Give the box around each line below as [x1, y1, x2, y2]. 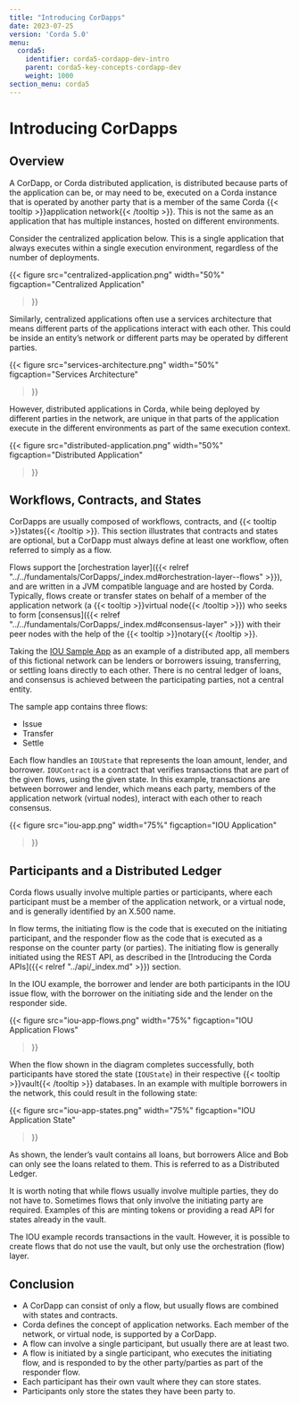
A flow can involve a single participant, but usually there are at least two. [21, 1339, 290, 1350]
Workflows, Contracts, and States [9, 493, 202, 508]
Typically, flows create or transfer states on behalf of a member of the [9, 591, 267, 601]
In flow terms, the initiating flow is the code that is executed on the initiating [9, 924, 287, 934]
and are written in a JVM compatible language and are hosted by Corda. [9, 581, 275, 592]
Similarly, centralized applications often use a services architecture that [9, 313, 272, 324]
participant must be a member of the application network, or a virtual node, [9, 897, 286, 907]
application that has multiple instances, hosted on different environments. [9, 216, 279, 226]
